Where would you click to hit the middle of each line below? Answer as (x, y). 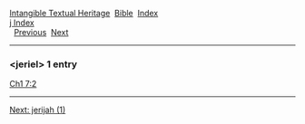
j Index (22, 23)
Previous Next (41, 32)
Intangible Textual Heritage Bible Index (84, 13)
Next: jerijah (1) (38, 110)
